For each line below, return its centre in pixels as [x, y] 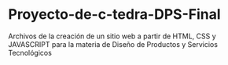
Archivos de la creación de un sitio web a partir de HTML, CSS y [112, 36]
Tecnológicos [30, 52]
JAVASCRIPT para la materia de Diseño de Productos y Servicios [113, 44]
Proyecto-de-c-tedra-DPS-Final [115, 14]
